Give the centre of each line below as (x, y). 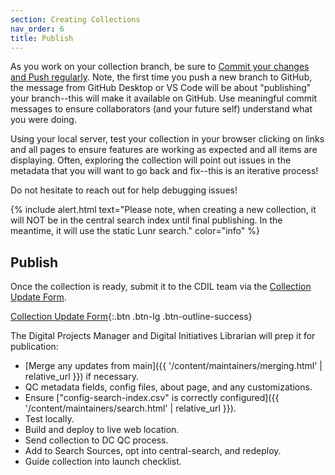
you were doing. (43, 120)
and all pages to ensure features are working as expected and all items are (164, 150)
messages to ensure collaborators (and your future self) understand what (161, 109)
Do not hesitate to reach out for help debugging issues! (124, 190)
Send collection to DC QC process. (96, 440)
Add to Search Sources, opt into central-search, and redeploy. (153, 451)
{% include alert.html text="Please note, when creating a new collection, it (163, 210)
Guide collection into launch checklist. (103, 462)
